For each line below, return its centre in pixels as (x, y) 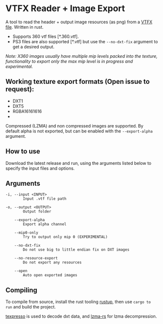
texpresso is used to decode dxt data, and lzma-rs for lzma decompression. (81, 316)
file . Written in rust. (24, 27)
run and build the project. (31, 307)
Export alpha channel (45, 224)
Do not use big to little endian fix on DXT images (76, 250)
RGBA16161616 (27, 111)
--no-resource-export (36, 258)
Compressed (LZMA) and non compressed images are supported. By (74, 126)
